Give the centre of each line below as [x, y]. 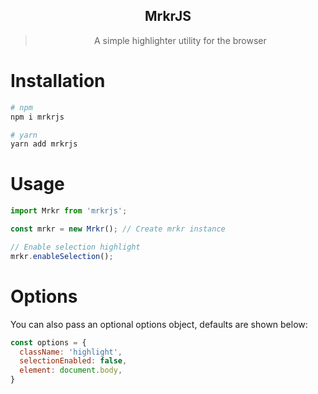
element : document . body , [71, 370]
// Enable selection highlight [75, 247]
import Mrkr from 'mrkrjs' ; [69, 211]
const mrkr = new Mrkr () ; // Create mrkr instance [118, 229]
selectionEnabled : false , [73, 361]
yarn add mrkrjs [44, 144]
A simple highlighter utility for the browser [180, 40]
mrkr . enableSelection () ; [62, 256]
